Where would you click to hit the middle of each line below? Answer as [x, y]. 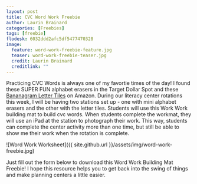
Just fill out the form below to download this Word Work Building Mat [90, 162]
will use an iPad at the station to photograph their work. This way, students [97, 121]
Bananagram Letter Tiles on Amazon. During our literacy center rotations [94, 96]
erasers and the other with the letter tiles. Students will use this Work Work [97, 108]
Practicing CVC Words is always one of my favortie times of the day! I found [98, 83]
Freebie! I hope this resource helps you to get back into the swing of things [97, 169]
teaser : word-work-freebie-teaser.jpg [59, 55]
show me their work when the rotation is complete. [68, 133]
